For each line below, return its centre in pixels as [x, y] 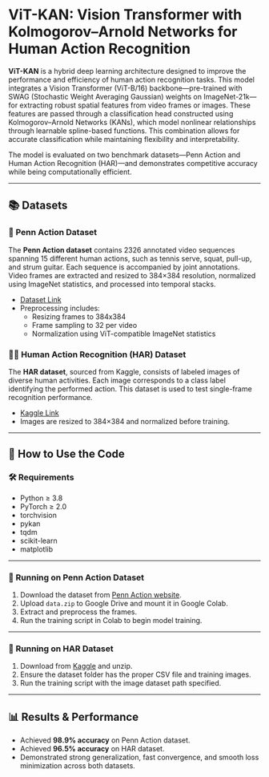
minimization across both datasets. [78, 766]
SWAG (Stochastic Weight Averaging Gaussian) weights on [105, 96]
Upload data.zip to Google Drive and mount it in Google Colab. [124, 603]
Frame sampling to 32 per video [84, 325]
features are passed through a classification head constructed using [121, 113]
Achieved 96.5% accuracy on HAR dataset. [92, 749]
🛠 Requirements [41, 477]
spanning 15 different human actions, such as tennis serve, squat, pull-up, [130, 258]
